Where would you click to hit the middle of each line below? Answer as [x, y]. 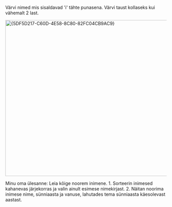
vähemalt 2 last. [22, 13]
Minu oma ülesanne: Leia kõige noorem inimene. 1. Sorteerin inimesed [79, 183]
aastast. [14, 200]
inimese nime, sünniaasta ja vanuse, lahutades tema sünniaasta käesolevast [85, 194]
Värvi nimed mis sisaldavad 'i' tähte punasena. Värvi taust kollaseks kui [80, 7]
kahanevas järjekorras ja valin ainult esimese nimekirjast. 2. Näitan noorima [84, 189]
